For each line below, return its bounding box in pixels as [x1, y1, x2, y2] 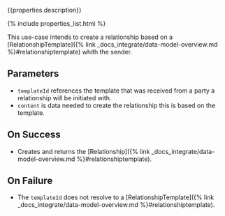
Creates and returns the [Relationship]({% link [17, 147, 150, 155]
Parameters [7, 68, 59, 79]
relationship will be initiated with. [17, 93, 112, 102]
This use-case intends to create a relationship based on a [7, 33, 173, 41]
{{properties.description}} [7, 6, 82, 14]
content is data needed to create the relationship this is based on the [17, 101, 215, 109]
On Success [7, 129, 61, 141]
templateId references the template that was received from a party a [17, 86, 215, 95]
